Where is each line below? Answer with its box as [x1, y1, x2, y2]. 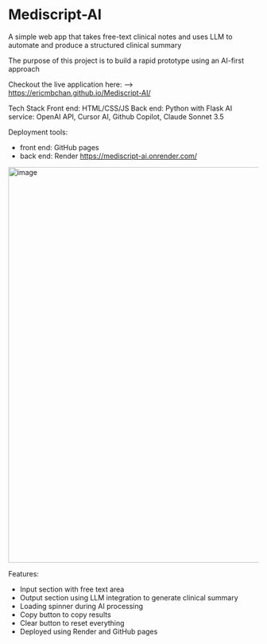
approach [8, 64, 40, 73]
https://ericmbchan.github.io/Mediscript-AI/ [8, 87, 151, 97]
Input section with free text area [19, 584, 125, 594]
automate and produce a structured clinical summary [8, 40, 182, 49]
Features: [8, 568, 40, 578]
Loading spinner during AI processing [19, 601, 144, 611]
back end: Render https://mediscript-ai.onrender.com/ [19, 151, 197, 161]
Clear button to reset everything [19, 618, 125, 627]
